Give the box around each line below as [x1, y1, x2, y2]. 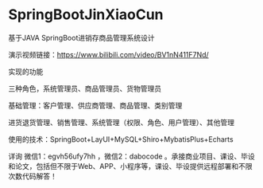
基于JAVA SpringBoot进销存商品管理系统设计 [8, 33, 155, 42]
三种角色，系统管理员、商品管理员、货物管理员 [8, 84, 161, 93]
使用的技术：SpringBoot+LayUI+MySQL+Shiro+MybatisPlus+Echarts [8, 134, 234, 144]
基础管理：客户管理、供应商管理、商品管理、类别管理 [8, 100, 183, 110]
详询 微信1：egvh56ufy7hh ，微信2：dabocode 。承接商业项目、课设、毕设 [8, 151, 256, 161]
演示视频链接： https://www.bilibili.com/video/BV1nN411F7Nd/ [8, 49, 209, 59]
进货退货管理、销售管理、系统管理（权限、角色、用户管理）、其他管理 [8, 117, 234, 127]
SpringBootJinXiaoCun [8, 6, 164, 24]
